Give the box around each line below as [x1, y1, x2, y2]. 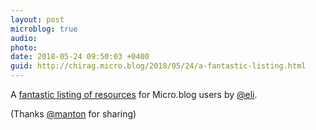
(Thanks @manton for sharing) [10, 108, 137, 120]
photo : [10, 42, 38, 53]
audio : [10, 33, 38, 43]
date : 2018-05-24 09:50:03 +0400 [10, 52, 150, 62]
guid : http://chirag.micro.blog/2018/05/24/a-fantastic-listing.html [10, 61, 307, 71]
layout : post [10, 14, 65, 25]
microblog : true [10, 24, 78, 34]
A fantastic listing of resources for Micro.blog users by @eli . [10, 89, 258, 100]
